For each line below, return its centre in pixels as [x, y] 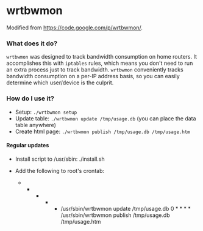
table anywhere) [36, 125]
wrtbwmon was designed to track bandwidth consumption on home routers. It [101, 57]
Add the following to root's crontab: [60, 170]
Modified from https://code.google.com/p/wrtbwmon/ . [75, 28]
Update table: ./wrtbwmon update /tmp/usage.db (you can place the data [105, 118]
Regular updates [28, 145]
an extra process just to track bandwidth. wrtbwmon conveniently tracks [95, 70]
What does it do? [32, 43]
